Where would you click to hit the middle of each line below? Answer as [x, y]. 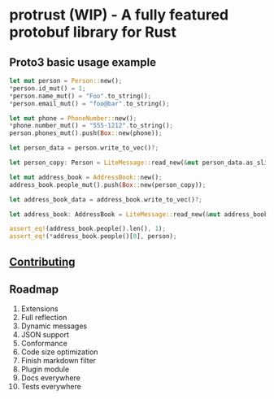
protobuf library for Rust [93, 32]
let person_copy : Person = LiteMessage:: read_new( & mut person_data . [128, 163]
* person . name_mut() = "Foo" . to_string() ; [80, 96]
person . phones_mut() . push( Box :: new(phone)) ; [86, 133]
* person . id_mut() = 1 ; [48, 88]
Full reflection [44, 318]
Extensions [39, 309]
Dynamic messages [54, 326]
